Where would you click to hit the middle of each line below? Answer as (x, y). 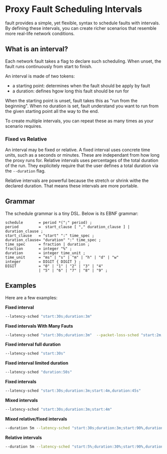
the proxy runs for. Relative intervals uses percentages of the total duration (82, 161)
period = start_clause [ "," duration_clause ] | (68, 227)
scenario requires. (24, 126)
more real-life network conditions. (40, 33)
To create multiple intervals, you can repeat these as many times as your (80, 121)
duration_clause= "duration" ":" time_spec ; (53, 240)
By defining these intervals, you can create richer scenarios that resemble (81, 28)
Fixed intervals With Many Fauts (39, 326)
